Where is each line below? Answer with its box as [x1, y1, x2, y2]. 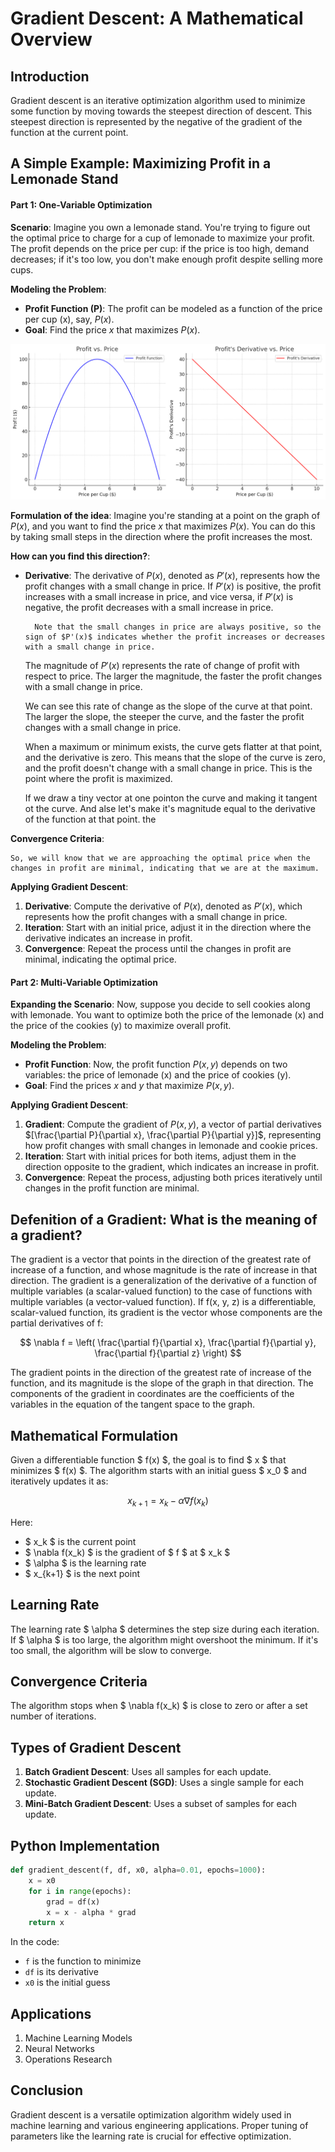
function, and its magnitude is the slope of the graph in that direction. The [10, 1377, 314, 1389]
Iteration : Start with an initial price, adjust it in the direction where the [24, 922, 312, 934]
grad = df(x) [46, 1897, 101, 1907]
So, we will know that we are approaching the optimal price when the [10, 853, 311, 864]
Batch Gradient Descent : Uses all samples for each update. [24, 1766, 272, 1778]
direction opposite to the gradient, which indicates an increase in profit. [24, 1161, 320, 1173]
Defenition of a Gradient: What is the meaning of [10, 1211, 318, 1228]
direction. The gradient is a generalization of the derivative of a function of [10, 1275, 318, 1287]
